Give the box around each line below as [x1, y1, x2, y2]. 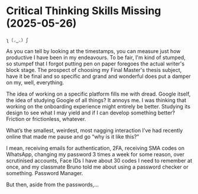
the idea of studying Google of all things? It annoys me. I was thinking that [6, 96, 187, 104]
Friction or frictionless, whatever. [6, 115, 86, 122]
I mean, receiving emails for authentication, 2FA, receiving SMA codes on [6, 144, 185, 152]
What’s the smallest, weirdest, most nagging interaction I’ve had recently [6, 127, 183, 134]
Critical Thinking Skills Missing [6, 4, 161, 18]
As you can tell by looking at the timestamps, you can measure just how [6, 47, 181, 54]
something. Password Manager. [6, 169, 83, 176]
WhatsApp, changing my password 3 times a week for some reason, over [6, 150, 185, 157]
